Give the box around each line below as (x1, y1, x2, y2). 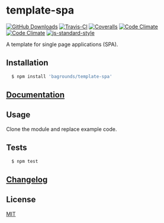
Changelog (6, 175, 48, 185)
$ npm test (11, 158, 38, 164)
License (6, 195, 36, 205)
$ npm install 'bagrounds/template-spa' (11, 73, 112, 80)
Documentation (6, 90, 65, 100)
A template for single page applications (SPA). (6, 41, 118, 48)
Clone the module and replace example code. (6, 125, 117, 133)
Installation (6, 58, 49, 68)
